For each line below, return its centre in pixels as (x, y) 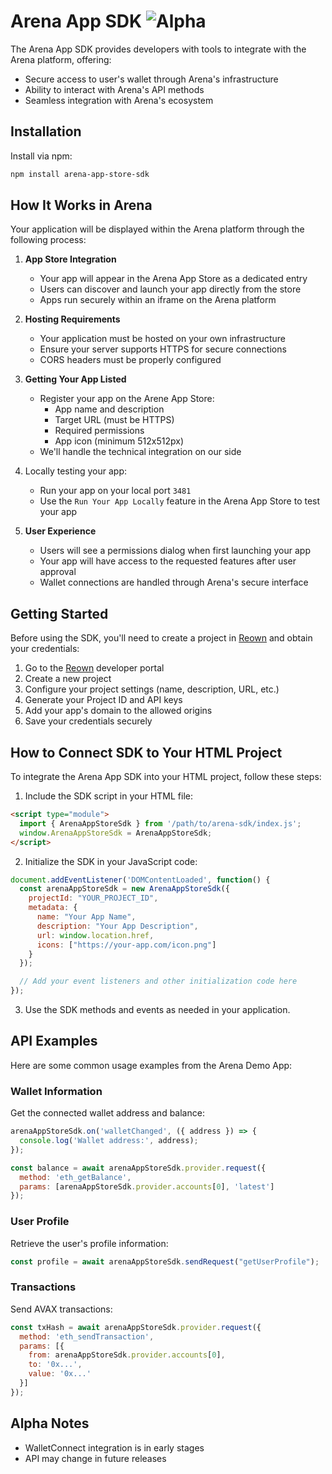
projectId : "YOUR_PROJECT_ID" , (93, 898)
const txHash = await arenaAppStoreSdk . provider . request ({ (136, 1327)
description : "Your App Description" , (117, 926)
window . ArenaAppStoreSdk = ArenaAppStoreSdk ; (116, 833)
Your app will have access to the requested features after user (168, 561)
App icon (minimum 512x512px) (119, 441)
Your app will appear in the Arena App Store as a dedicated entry (173, 279)
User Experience (60, 531)
